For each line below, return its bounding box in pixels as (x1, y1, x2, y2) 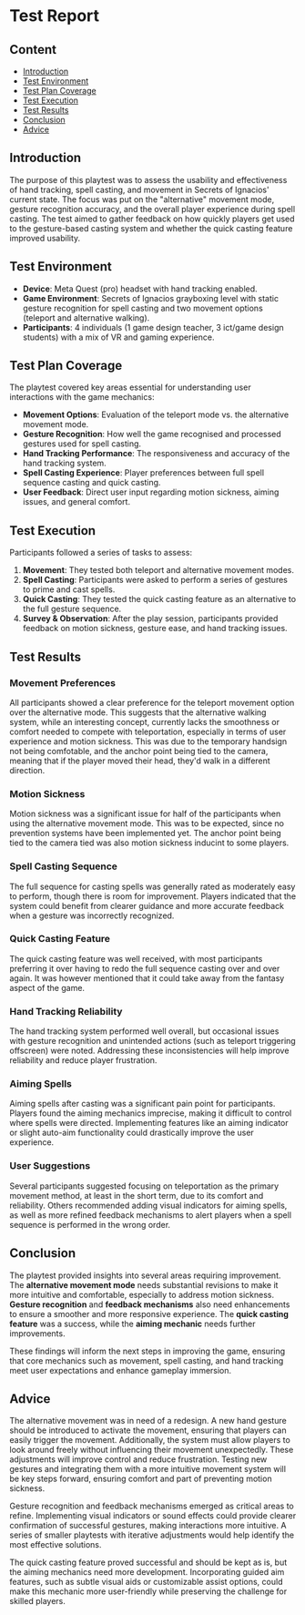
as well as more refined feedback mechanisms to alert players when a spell (9, 1209, 292, 1221)
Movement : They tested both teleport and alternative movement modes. (22, 565, 294, 576)
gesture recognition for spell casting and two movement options (22, 302, 264, 313)
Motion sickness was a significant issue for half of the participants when (9, 808, 281, 820)
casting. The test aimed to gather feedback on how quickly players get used (9, 213, 295, 224)
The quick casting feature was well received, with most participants (9, 953, 263, 964)
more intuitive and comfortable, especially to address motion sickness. (9, 1289, 275, 1300)
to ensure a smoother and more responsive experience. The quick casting (9, 1308, 290, 1319)
